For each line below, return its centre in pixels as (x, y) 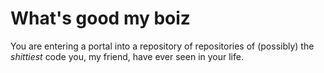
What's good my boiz (100, 18)
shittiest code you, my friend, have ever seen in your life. (127, 56)
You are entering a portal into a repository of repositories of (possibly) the (162, 46)
